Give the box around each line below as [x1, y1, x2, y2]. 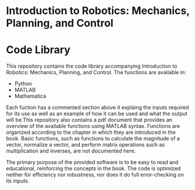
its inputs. [6, 177, 30, 185]
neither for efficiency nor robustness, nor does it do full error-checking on [6, 171, 184, 178]
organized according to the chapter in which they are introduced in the [6, 129, 176, 136]
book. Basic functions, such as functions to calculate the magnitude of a [6, 135, 180, 142]
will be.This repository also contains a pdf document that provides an [6, 116, 173, 123]
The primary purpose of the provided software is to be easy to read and [6, 159, 179, 166]
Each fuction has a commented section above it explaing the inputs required [6, 104, 189, 111]
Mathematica [14, 92, 47, 100]
